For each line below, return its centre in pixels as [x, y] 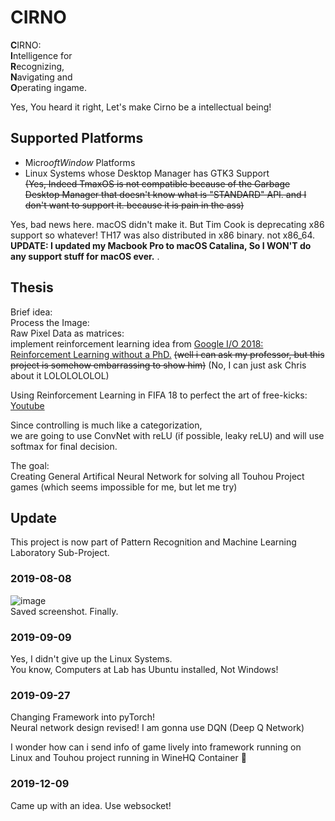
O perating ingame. [48, 87]
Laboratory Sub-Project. [60, 553]
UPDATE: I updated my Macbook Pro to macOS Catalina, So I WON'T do [161, 245]
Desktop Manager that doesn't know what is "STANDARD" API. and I [165, 194]
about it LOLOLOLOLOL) [60, 375]
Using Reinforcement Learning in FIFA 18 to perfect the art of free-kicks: [159, 395]
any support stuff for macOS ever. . [85, 256]
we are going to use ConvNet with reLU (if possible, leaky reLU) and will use [167, 435]
